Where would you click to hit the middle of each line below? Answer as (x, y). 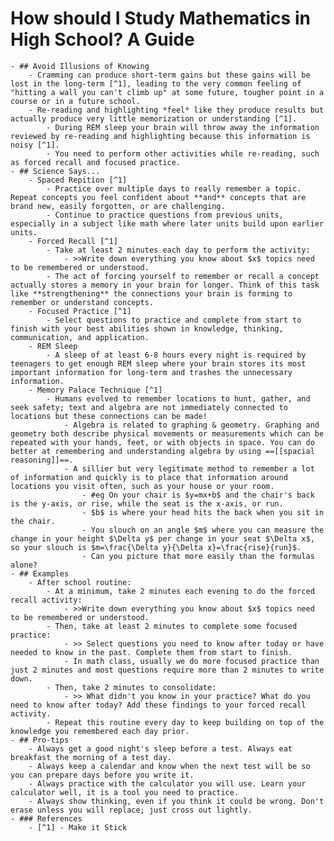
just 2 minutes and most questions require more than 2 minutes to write (167, 670)
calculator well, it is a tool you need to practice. (125, 792)
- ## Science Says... (55, 171)
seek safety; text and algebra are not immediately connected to (149, 407)
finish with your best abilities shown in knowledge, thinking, (147, 328)
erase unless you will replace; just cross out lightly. (131, 810)
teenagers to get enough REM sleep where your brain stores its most (158, 363)
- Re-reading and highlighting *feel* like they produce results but (176, 110)
